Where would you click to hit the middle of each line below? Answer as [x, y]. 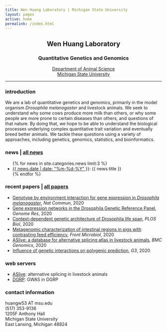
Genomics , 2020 [29, 245]
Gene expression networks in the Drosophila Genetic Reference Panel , [84, 208]
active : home [19, 19]
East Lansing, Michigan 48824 [36, 325]
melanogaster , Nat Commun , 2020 [48, 203]
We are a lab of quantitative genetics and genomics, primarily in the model [81, 103]
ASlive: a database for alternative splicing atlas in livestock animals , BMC [87, 240]
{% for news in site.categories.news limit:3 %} [60, 163]
